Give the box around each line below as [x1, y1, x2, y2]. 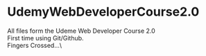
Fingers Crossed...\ [7, 41, 62, 49]
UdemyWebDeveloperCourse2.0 [7, 4, 200, 20]
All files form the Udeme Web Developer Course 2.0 [7, 27, 156, 35]
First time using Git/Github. [7, 33, 85, 42]
